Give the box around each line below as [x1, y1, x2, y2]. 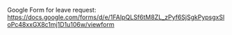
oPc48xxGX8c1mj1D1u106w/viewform [7, 21, 115, 28]
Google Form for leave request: [7, 6, 97, 14]
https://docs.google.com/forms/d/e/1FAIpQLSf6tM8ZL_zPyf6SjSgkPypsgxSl [7, 13, 225, 21]
